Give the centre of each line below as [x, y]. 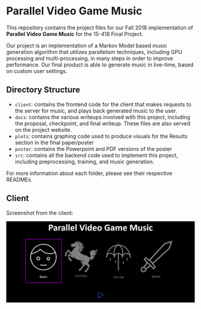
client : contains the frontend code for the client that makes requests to [103, 104]
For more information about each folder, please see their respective [89, 173]
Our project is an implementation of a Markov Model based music [87, 46]
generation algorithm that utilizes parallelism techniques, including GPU [94, 51]
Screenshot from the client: [40, 213]
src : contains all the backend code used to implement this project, [96, 155]
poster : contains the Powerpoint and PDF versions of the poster [93, 149]
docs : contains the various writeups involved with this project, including [102, 117]
